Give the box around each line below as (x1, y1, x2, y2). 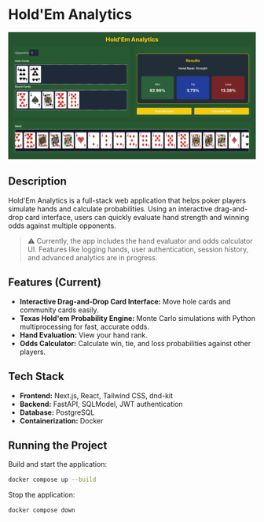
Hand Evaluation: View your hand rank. (19, 330, 148, 340)
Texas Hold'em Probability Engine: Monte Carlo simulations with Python (19, 313, 255, 323)
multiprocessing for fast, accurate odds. (19, 322, 149, 331)
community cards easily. (19, 305, 99, 315)
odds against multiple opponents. (8, 221, 116, 230)
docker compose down (8, 506, 76, 514)
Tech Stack (8, 370, 64, 383)
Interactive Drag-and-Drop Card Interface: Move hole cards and (19, 296, 231, 306)
